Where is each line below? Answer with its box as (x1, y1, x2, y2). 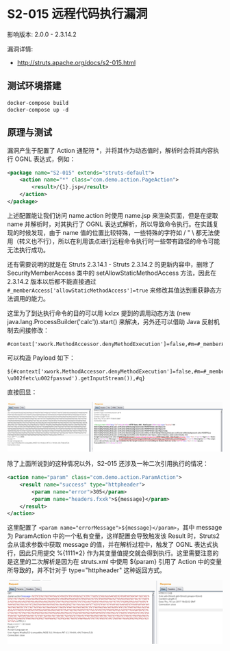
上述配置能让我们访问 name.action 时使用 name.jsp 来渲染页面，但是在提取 (7, 211, 218, 219)
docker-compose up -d (7, 106, 69, 113)
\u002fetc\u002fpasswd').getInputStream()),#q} (7, 375, 146, 382)
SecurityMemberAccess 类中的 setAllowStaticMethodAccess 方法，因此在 (7, 269, 217, 277)
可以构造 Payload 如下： (7, 354, 75, 362)
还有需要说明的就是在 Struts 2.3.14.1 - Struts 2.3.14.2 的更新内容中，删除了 (7, 260, 215, 268)
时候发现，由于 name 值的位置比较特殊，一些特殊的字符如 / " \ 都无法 (18, 228, 214, 236)
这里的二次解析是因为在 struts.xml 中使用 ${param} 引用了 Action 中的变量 (12, 558, 222, 566)
